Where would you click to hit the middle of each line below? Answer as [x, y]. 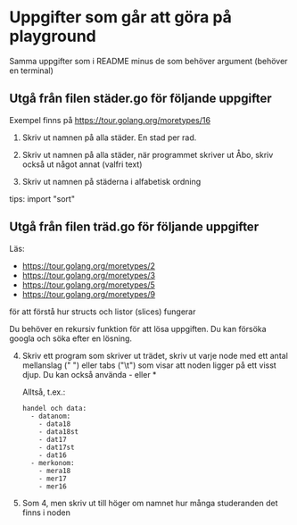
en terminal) [31, 71]
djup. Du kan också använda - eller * [89, 374]
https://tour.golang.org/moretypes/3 [89, 275]
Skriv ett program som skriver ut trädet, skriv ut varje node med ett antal [155, 355]
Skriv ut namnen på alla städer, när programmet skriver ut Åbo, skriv [148, 154]
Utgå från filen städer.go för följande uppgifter [140, 99]
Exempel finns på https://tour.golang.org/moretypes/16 [110, 120]
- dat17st [57, 447]
